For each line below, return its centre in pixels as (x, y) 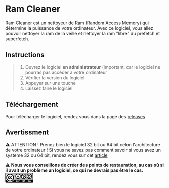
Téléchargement (32, 104)
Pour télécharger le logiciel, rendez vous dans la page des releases (75, 116)
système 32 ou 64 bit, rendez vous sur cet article (56, 155)
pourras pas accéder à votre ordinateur (66, 72)
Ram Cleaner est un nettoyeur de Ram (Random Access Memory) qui (77, 23)
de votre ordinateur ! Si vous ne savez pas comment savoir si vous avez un (83, 150)
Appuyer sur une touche (50, 83)
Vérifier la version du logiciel (55, 78)
